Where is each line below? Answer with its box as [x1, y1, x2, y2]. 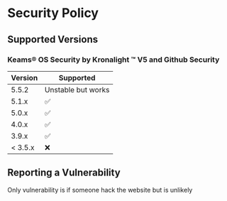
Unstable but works [45, 85, 110, 94]
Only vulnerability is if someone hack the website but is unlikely [7, 185, 193, 194]
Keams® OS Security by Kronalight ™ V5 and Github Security [7, 55, 220, 65]
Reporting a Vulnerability [7, 167, 121, 179]
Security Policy [7, 5, 99, 21]
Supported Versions [7, 33, 98, 45]
